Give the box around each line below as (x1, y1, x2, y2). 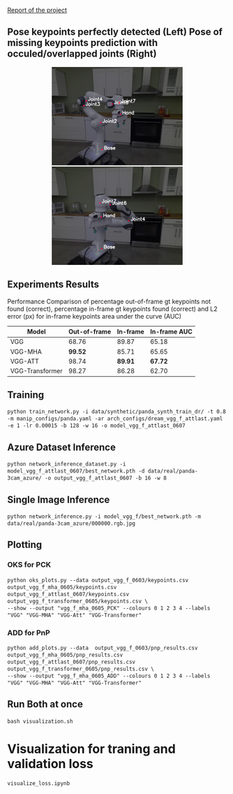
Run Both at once (7, 698, 84, 710)
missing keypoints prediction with (7, 37, 158, 49)
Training (7, 389, 45, 401)
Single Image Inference (7, 493, 110, 505)
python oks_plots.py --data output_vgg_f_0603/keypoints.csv (7, 577, 189, 584)
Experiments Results (7, 279, 100, 291)
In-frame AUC (149, 328, 193, 336)
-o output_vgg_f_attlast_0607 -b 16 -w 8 (44, 475, 167, 482)
